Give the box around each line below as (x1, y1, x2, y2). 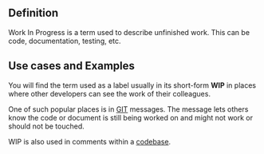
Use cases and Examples (8, 59, 136, 73)
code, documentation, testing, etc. (8, 36, 121, 45)
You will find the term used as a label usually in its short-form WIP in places (8, 80, 257, 90)
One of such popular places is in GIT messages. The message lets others (8, 104, 249, 114)
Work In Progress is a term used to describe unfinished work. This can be (8, 27, 250, 37)
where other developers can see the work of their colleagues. (8, 89, 211, 98)
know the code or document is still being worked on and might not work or (8, 113, 254, 122)
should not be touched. (8, 121, 85, 131)
